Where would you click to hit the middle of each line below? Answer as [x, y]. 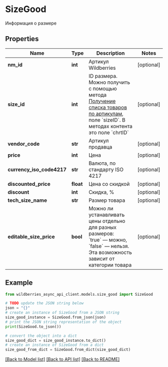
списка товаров [108, 107]
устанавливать [106, 214]
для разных [102, 227]
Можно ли [101, 208]
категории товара [110, 265]
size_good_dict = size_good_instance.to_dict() [56, 340]
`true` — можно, [108, 239]
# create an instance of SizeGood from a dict [54, 345]
